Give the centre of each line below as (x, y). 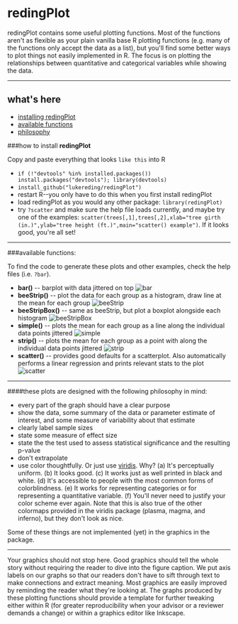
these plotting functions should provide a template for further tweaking (111, 598)
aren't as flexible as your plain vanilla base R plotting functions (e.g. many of (119, 40)
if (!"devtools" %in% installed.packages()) (84, 173)
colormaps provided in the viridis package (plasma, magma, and (111, 510)
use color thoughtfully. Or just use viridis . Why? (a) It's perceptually (116, 465)
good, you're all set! (47, 232)
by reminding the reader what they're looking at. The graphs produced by (114, 590)
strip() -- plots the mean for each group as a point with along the (112, 340)
